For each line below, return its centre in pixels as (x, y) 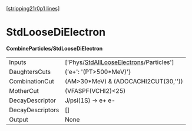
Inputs (18, 62)
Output (19, 119)
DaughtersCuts (30, 72)
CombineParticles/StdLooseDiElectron (54, 48)
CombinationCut (32, 81)
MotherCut (24, 90)
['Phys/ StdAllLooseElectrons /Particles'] (119, 62)
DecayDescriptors (34, 110)
